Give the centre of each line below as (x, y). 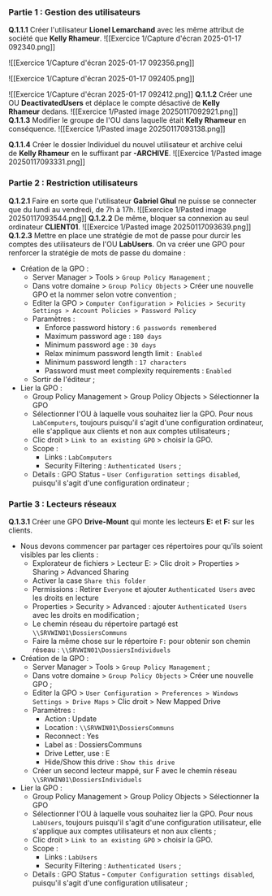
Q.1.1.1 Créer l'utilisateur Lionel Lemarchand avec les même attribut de (126, 30)
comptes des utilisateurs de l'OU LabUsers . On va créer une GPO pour (127, 244)
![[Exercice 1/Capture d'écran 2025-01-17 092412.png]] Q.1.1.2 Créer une (130, 94)
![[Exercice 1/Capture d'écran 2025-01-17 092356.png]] (101, 63)
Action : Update (71, 719)
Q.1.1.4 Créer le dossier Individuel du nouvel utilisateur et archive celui (125, 145)
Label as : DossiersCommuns (93, 744)
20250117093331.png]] (47, 162)
